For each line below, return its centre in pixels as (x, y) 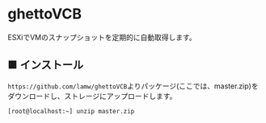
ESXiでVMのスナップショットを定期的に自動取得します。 (102, 37)
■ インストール (46, 65)
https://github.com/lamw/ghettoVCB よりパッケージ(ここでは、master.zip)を (133, 86)
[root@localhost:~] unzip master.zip (71, 111)
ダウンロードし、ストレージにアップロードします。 (92, 96)
